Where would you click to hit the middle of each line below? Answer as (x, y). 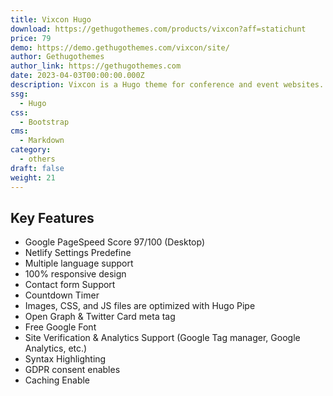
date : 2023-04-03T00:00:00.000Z (77, 76)
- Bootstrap (44, 122)
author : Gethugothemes (57, 57)
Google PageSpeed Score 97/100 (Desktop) (115, 242)
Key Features (52, 217)
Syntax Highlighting (65, 359)
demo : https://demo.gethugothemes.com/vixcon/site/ (120, 47)
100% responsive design (75, 274)
